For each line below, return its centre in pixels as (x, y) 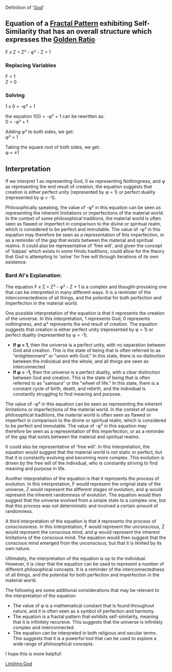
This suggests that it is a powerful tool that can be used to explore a (84, 638)
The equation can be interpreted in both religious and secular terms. (85, 633)
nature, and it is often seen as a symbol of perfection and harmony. (84, 611)
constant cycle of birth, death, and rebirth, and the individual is (79, 388)
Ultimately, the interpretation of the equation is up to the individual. (76, 558)
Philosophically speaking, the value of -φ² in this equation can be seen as (83, 208)
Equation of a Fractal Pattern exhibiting (69, 23)
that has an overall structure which (95, 32)
